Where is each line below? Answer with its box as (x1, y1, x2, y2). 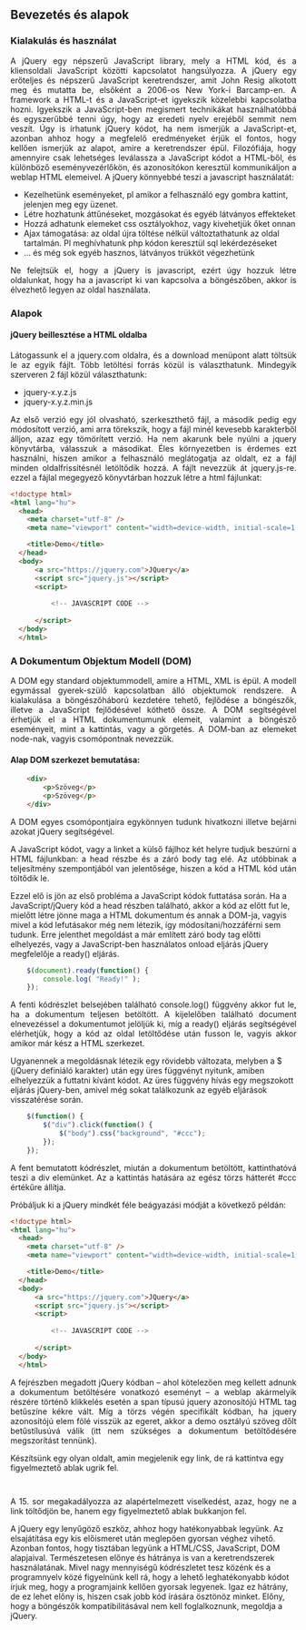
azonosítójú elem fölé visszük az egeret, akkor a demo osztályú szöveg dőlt (10, 1415, 297, 1426)
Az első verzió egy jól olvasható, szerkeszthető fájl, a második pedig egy (10, 413, 297, 424)
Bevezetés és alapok (10, 7, 130, 23)
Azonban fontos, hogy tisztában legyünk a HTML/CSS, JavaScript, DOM (10, 1543, 281, 1554)
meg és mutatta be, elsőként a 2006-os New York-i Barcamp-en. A (10, 84, 297, 95)
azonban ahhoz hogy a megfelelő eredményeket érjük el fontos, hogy (10, 132, 297, 144)
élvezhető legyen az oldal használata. (10, 284, 151, 295)
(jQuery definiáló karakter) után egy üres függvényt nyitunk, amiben (10, 1065, 265, 1076)
